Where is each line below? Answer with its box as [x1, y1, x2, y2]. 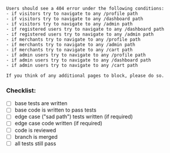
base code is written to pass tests [14, 106, 97, 113]
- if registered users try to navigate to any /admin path [6, 31, 154, 37]
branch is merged [14, 133, 58, 140]
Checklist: [6, 86, 36, 95]
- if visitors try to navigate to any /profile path [6, 11, 138, 17]
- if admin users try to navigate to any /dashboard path [6, 57, 151, 63]
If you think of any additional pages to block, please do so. [6, 73, 165, 79]
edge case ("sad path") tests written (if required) [14, 113, 134, 121]
